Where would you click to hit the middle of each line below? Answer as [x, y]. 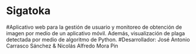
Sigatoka [28, 11]
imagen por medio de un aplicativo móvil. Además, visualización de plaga [96, 33]
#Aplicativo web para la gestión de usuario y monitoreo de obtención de [94, 27]
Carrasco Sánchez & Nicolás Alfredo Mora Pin [62, 46]
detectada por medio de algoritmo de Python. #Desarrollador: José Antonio [98, 39]
